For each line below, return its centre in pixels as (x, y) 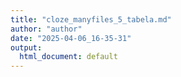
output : (26, 47)
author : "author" (46, 29)
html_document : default (68, 57)
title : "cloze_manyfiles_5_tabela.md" (91, 19)
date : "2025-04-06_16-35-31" (71, 38)
